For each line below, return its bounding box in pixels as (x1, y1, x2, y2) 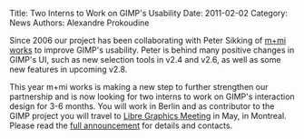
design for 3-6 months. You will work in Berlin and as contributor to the (9, 101, 275, 112)
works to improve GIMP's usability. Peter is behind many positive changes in (9, 45, 295, 55)
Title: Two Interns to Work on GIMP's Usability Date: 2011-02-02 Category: (9, 8, 289, 18)
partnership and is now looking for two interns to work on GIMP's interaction (9, 91, 295, 102)
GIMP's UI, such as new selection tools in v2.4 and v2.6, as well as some (9, 55, 281, 65)
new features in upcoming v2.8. (9, 64, 128, 74)
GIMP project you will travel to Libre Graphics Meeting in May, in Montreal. (9, 111, 288, 121)
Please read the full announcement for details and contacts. (9, 120, 233, 131)
